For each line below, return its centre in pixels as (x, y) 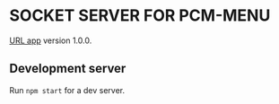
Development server (68, 69)
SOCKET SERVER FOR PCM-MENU (140, 16)
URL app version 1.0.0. (51, 40)
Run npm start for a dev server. (67, 90)
